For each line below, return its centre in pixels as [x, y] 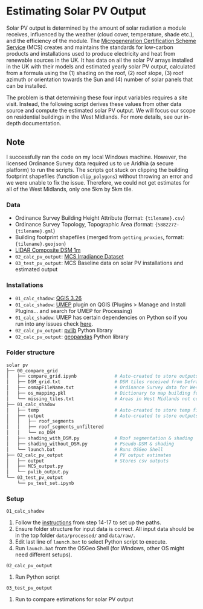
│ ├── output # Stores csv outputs [88, 461]
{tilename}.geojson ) [40, 244]
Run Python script [37, 577]
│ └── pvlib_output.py [37, 472]
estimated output [36, 269]
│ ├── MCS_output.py [35, 466]
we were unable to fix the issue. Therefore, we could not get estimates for [98, 182]
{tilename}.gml [34, 231]
